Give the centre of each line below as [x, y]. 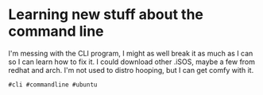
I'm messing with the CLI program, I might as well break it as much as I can [131, 53]
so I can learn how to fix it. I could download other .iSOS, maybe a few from [132, 62]
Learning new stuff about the [106, 15]
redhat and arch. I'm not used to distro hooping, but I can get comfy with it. [131, 70]
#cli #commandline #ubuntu [53, 85]
